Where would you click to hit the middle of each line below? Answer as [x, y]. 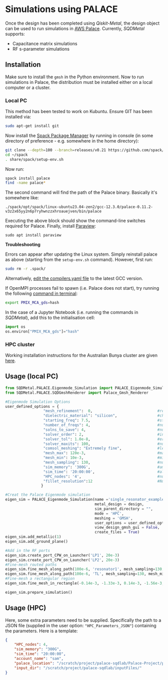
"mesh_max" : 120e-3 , [64, 453]
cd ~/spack [16, 155]
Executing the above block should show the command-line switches [75, 221]
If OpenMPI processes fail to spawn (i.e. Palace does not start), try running [82, 288]
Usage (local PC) [32, 376]
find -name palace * [25, 183]
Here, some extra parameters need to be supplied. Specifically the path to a [83, 620]
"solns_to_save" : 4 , [64, 430]
